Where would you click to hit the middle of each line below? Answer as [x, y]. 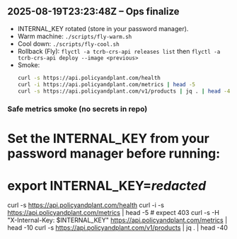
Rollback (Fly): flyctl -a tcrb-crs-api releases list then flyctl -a [119, 51]
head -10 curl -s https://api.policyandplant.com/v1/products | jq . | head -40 [118, 228]
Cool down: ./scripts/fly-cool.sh [68, 43]
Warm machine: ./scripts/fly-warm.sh [75, 36]
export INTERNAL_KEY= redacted [107, 186]
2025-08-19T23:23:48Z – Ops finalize [93, 12]
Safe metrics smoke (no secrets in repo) [77, 109]
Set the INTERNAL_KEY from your [109, 138]
